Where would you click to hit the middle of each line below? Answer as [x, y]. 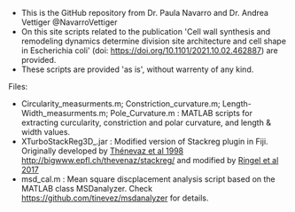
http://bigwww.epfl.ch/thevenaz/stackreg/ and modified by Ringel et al [150, 160]
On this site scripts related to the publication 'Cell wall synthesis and [146, 31]
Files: [18, 86]
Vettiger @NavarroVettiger [69, 22]
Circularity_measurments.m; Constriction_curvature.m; [120, 104]
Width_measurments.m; [65, 113]
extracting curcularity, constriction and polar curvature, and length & [146, 122]
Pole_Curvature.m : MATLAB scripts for [182, 113]
